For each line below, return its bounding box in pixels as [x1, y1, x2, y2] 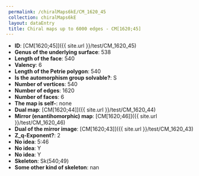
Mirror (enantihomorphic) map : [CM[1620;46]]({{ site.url [14, 113, 158, 120]
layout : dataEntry [8, 20, 55, 26]
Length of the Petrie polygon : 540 [14, 68, 101, 75]
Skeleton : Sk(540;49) [14, 157, 69, 165]
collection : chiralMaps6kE [8, 14, 77, 20]
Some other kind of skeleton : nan [14, 164, 99, 171]
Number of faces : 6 [14, 93, 65, 101]
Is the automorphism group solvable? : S [14, 74, 117, 81]
